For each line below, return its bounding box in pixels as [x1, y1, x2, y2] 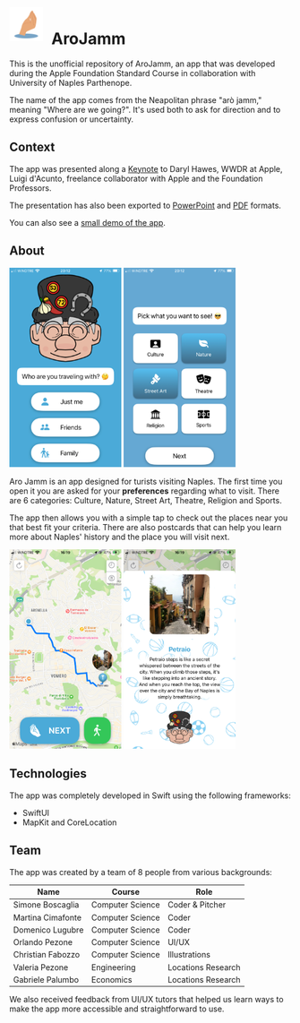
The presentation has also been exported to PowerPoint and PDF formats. [9, 200, 282, 211]
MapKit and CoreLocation [21, 817, 117, 828]
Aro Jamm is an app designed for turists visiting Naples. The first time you [9, 476, 283, 486]
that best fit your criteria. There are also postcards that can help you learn [9, 521, 282, 532]
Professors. [9, 182, 52, 193]
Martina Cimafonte [13, 912, 82, 923]
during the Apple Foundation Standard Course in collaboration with [9, 67, 256, 78]
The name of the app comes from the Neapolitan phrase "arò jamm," [9, 94, 262, 105]
